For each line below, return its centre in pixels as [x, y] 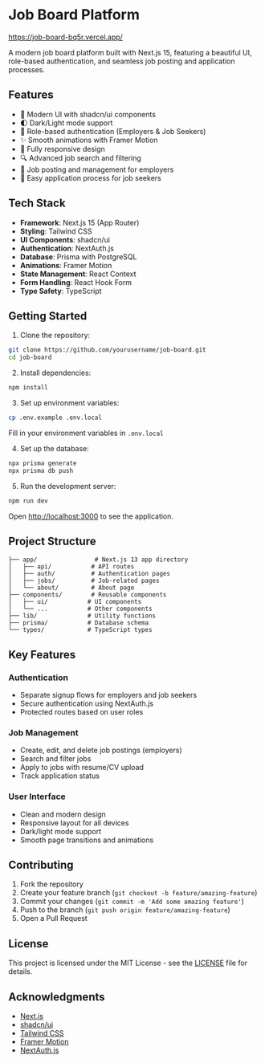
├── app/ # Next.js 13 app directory [98, 560]
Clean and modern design [63, 814]
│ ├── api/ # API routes [71, 567]
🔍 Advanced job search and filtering [81, 157]
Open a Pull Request [54, 918]
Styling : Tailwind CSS [56, 231]
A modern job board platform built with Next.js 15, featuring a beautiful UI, [130, 52]
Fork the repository [52, 884]
